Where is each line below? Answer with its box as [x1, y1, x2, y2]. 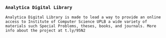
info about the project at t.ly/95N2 [5, 28, 86, 33]
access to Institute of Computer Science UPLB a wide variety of [5, 19, 147, 24]
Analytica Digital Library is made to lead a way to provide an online [5, 15, 161, 20]
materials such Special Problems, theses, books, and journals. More [5, 24, 157, 29]
